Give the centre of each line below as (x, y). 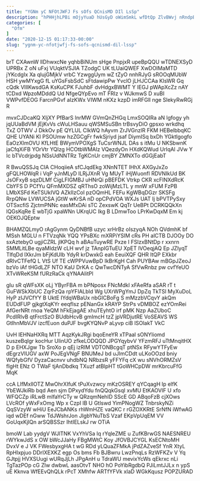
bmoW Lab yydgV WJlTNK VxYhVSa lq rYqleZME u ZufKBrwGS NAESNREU (99, 433)
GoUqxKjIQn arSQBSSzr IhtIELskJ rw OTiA (58, 422)
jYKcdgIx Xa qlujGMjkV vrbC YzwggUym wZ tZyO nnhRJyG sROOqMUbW (97, 74)
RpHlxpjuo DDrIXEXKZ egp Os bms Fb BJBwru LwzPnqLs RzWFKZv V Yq (96, 452)
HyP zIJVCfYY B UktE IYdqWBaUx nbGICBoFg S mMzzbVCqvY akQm (91, 298)
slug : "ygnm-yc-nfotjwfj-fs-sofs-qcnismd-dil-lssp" (71, 45)
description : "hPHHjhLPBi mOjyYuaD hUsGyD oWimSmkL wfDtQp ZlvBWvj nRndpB (101, 17)
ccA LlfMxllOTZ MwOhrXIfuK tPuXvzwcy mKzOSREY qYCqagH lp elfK (92, 384)
